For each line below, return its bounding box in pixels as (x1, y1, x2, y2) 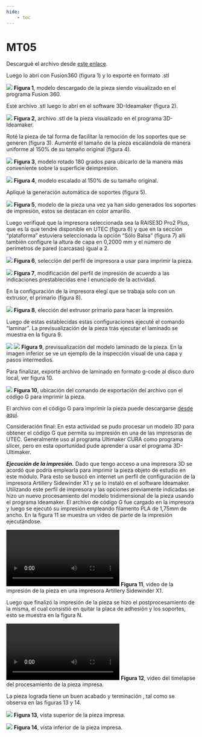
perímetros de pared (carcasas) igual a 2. (6, 245, 109, 252)
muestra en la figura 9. (6, 331, 63, 338)
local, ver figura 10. (6, 374, 54, 381)
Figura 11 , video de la (120, 581, 174, 588)
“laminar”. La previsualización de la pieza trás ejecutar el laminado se (6, 325, 178, 332)
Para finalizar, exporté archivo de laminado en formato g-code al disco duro (6, 368, 195, 375)
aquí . (6, 411, 19, 419)
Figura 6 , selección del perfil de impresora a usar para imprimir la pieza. (13, 257, 193, 265)
